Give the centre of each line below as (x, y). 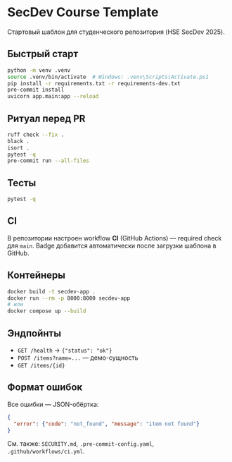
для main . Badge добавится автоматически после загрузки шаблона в (112, 245)
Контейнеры (36, 275)
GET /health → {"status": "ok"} (65, 350)
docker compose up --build (47, 311)
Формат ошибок (45, 388)
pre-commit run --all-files (49, 161)
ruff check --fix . (36, 135)
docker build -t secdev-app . (52, 291)
